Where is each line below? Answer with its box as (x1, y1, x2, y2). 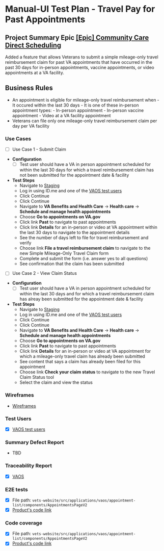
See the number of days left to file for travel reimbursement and (19, 235, 149, 241)
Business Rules (5, 84, 53, 92)
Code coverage (5, 520, 43, 526)
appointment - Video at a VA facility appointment (12, 112, 111, 118)
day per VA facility (12, 123, 50, 129)
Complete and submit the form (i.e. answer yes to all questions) (19, 256, 148, 262)
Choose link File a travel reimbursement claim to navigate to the (19, 245, 151, 251)
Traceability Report (5, 462, 53, 469)
